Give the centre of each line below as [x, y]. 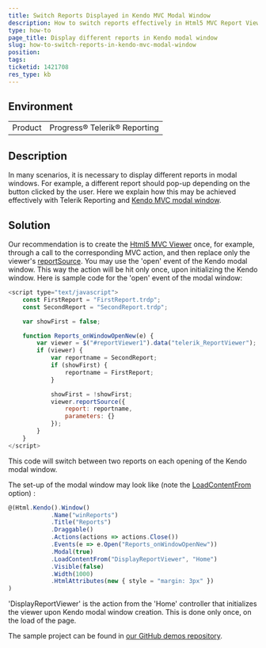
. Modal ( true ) [72, 551]
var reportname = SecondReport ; [104, 358]
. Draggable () [72, 530]
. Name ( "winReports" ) [84, 515]
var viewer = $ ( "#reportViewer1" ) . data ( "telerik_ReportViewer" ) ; [147, 343]
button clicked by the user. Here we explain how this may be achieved [122, 192]
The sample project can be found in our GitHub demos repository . [116, 636]
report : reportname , [99, 409]
